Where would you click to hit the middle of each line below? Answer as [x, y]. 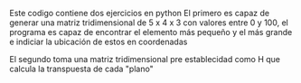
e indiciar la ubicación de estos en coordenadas [99, 41]
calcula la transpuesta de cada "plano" [81, 69]
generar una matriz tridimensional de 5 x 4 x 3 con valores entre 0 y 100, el [149, 23]
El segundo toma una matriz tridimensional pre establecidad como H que [145, 59]
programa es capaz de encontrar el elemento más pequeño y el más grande [151, 32]
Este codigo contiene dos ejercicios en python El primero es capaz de [139, 13]
